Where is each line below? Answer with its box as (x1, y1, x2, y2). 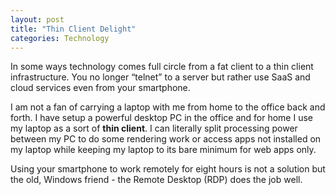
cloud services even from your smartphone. (10, 82, 191, 94)
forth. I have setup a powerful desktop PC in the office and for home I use (10, 112, 313, 124)
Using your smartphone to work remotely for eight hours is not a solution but (10, 163, 326, 175)
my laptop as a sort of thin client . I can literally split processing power (10, 122, 298, 135)
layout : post (10, 14, 65, 25)
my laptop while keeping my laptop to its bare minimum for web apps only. (10, 144, 317, 156)
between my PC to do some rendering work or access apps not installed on (10, 133, 322, 145)
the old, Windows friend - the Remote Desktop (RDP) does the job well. (10, 174, 303, 186)
